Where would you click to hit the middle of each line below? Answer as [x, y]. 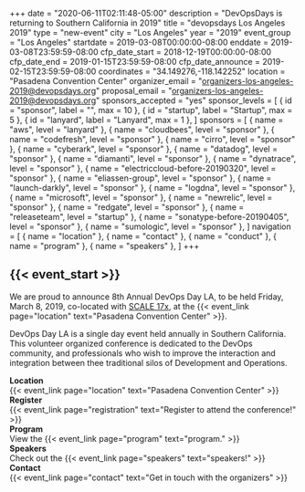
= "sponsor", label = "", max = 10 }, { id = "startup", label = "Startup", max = [151, 110]
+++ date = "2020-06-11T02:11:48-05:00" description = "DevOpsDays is [146, 13]
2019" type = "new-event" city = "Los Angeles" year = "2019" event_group [150, 32]
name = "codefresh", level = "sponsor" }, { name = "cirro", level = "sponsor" [152, 139]
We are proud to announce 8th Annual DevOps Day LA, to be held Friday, [147, 297]
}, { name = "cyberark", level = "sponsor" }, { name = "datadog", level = [144, 149]
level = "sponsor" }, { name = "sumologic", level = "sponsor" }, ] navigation [150, 226]
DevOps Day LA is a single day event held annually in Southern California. [148, 333]
